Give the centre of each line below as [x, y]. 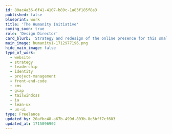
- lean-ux [20, 105]
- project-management [33, 76]
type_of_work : [20, 52]
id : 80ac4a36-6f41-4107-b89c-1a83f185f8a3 [51, 10]
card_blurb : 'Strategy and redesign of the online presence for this [81, 39]
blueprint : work [23, 19]
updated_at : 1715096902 [31, 124]
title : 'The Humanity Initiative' [42, 24]
